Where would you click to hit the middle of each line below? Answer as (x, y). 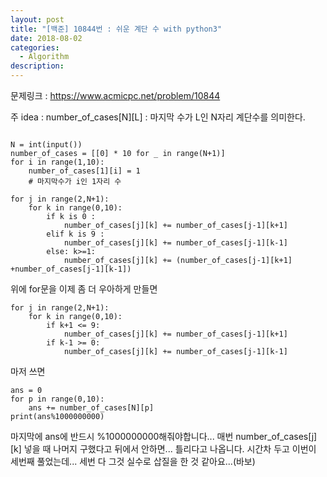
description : (37, 66)
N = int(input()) (46, 145)
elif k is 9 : (75, 234)
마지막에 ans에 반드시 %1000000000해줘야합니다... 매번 (122, 436)
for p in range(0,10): (57, 399)
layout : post (37, 19)
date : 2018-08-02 (46, 38)
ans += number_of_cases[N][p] (91, 408)
